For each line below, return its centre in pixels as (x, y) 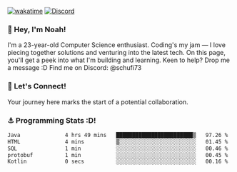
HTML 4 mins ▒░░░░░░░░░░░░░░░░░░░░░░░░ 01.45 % (118, 142)
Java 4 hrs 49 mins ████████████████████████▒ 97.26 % (118, 135)
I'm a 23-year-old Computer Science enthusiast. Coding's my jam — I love (117, 45)
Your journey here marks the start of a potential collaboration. (98, 102)
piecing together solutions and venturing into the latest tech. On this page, (117, 53)
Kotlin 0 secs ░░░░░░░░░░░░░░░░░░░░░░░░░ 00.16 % (118, 162)
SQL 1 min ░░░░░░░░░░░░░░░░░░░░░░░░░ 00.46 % (118, 148)
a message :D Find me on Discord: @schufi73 (75, 68)
